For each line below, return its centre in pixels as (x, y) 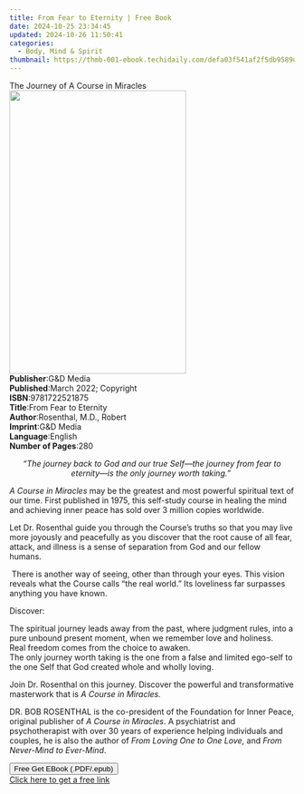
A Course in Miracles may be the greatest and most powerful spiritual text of (152, 491)
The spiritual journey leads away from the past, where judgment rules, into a (152, 628)
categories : (32, 43)
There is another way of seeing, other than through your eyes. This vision (148, 574)
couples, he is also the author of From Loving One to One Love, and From (146, 741)
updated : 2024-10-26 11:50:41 (66, 34)
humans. (26, 557)
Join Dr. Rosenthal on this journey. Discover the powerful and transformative (152, 684)
